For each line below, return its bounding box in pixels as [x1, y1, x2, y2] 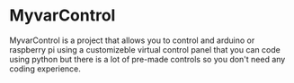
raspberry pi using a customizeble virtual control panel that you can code [9, 44, 281, 54]
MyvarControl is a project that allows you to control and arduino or [9, 35, 255, 46]
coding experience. [9, 63, 81, 74]
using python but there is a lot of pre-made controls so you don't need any [9, 54, 286, 64]
